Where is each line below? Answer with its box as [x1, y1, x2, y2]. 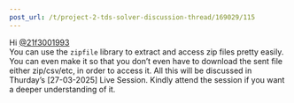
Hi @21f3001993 [9, 37, 70, 48]
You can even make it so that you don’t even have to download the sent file [9, 55, 283, 66]
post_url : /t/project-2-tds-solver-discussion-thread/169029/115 [9, 12, 255, 22]
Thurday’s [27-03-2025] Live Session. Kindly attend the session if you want [9, 74, 285, 85]
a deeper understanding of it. [9, 84, 116, 94]
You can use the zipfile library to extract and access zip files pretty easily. [9, 46, 284, 57]
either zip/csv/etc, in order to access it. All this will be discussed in [9, 65, 252, 76]
